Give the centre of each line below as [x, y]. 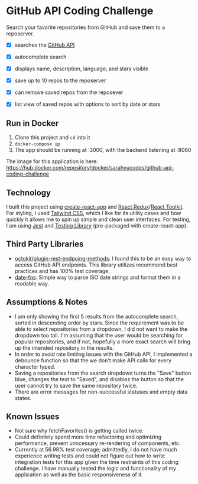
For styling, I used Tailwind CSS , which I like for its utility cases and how [94, 213]
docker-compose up [37, 144]
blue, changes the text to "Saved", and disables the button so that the [99, 379]
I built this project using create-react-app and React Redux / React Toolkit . [95, 207]
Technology [29, 192]
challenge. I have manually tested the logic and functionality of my [95, 469]
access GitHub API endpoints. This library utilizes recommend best [96, 265]
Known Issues [33, 416]
